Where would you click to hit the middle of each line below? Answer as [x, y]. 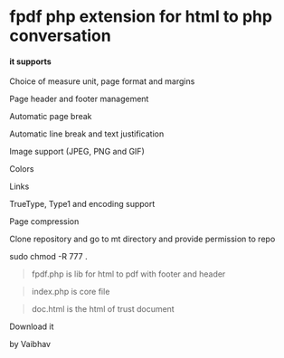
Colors [22, 169]
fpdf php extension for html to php [141, 17]
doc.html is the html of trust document [103, 309]
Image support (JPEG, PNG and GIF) [77, 152]
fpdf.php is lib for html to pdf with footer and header [128, 274]
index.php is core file [71, 292]
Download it [32, 326]
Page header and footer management [79, 99]
